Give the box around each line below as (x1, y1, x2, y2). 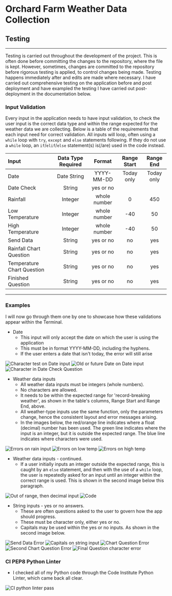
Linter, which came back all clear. (12, 574, 83, 581)
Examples (5, 302, 31, 309)
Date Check (8, 184, 36, 191)
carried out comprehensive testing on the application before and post (5, 80, 152, 86)
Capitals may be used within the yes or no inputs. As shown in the (20, 524, 160, 530)
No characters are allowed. (20, 387, 78, 393)
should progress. (20, 513, 56, 520)
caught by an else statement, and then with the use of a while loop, (20, 466, 163, 473)
